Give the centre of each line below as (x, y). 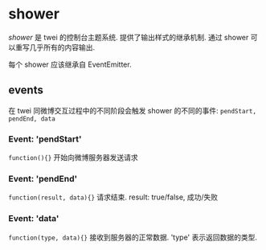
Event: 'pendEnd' (43, 178)
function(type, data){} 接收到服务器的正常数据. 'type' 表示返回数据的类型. (133, 237)
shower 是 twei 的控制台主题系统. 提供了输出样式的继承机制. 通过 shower (129, 37)
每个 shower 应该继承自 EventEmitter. (70, 64)
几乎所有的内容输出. (62, 47)
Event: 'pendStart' (45, 139)
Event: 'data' (34, 219)
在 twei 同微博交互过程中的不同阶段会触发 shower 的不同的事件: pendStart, (133, 110)
